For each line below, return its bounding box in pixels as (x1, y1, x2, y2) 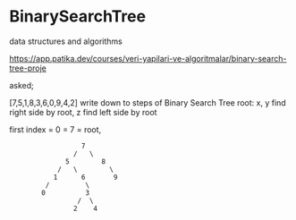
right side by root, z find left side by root (9, 106, 157, 117)
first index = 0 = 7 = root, (9, 123, 102, 135)
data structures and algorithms (9, 36, 123, 47)
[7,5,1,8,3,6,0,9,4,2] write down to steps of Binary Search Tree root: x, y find (9, 97, 286, 108)
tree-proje (9, 63, 47, 73)
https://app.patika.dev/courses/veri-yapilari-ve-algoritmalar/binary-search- (9, 53, 287, 63)
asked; (9, 80, 34, 90)
